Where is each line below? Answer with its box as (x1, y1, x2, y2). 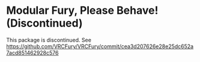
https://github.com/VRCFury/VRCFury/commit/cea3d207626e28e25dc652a (6, 43, 194, 50)
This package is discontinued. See (6, 36, 92, 43)
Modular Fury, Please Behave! (6, 4, 159, 17)
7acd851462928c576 (6, 49, 59, 56)
